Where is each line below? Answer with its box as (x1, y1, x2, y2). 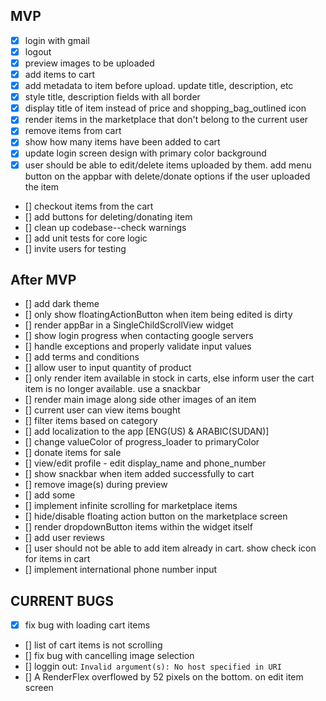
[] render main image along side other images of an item (24, 394, 257, 406)
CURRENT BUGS (10, 592, 115, 609)
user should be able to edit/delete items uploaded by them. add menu (24, 159, 312, 171)
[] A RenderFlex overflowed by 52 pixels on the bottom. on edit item (24, 671, 304, 683)
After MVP (10, 271, 77, 288)
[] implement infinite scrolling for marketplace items (24, 500, 238, 512)
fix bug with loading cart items (24, 619, 151, 631)
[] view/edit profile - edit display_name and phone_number (24, 457, 267, 469)
